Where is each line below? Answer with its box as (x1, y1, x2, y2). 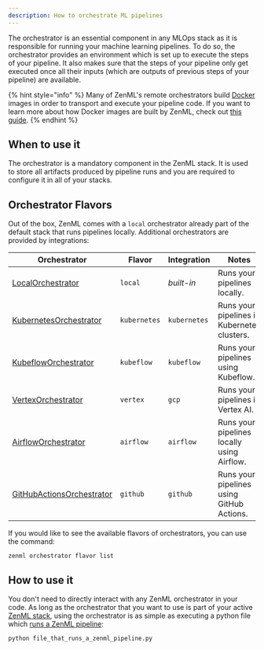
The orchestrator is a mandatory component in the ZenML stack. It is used (8, 159, 249, 168)
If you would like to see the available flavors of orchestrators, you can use (8, 528, 247, 538)
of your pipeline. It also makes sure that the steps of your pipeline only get (8, 58, 249, 68)
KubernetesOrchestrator (12, 315, 102, 326)
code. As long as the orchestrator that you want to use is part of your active (8, 603, 253, 612)
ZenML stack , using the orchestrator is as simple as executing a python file (8, 611, 251, 621)
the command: (8, 537, 55, 546)
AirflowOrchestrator (12, 437, 86, 448)
